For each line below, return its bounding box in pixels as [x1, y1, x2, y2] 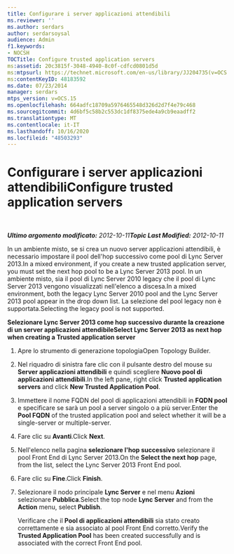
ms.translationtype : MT [7, 114, 77, 121]
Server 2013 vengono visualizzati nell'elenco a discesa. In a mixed [7, 282, 197, 291]
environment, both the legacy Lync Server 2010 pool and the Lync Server [7, 289, 219, 298]
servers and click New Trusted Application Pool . [17, 383, 160, 391]
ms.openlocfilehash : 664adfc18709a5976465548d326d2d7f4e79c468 [7, 102, 196, 109]
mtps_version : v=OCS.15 [7, 95, 77, 103]
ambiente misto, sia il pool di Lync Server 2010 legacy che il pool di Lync [7, 275, 216, 283]
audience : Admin [7, 37, 55, 44]
